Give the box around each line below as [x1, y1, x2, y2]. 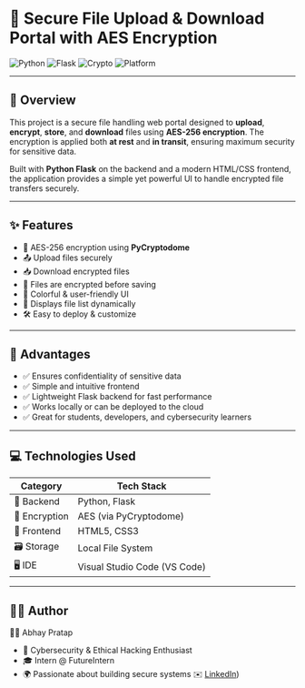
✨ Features [9, 218, 74, 233]
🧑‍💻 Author [9, 602, 69, 618]
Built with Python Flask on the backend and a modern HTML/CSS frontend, [9, 163, 292, 174]
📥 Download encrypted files [22, 266, 130, 277]
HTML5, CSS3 [77, 525, 139, 538]
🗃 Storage [14, 541, 60, 553]
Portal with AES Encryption [9, 27, 218, 48]
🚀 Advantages [9, 346, 91, 362]
